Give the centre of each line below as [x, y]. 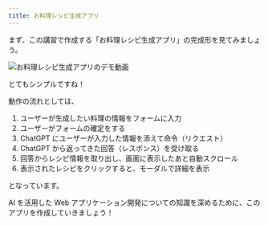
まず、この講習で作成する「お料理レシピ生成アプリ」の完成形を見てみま [128, 39]
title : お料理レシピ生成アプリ [54, 16]
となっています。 [36, 185]
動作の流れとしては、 [43, 100]
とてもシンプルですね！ [47, 84]
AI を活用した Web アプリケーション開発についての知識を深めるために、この [134, 202]
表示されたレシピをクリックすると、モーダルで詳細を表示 [115, 168]
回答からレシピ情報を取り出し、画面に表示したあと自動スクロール [129, 158]
